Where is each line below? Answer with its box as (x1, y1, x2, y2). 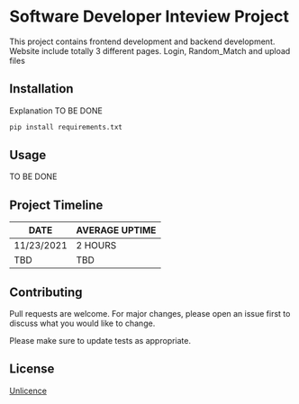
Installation (9, 81, 74, 96)
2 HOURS (76, 239, 117, 252)
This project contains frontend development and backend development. (9, 36, 276, 47)
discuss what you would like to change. (9, 318, 156, 329)
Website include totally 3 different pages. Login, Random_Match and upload (9, 45, 291, 56)
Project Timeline (9, 197, 104, 212)
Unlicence (9, 385, 48, 396)
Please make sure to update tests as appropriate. (9, 336, 192, 346)
